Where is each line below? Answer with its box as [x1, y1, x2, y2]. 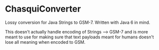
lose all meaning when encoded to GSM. [5, 39, 86, 45]
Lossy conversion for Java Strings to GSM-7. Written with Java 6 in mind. [5, 19, 151, 25]
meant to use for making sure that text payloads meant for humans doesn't [5, 34, 154, 40]
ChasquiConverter [5, 3, 81, 15]
